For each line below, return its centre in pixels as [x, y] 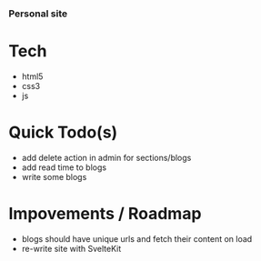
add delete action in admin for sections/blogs [106, 157]
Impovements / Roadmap [105, 213]
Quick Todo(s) [63, 132]
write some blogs [54, 176]
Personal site [38, 14]
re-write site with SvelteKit [71, 248]
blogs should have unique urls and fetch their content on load [137, 238]
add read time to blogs [64, 167]
